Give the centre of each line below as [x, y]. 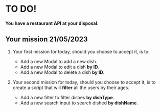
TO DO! [21, 9]
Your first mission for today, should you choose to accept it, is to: [81, 51]
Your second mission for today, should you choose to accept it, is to [84, 82]
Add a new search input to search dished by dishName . [79, 103]
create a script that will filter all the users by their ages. [71, 88]
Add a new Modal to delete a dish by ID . [62, 72]
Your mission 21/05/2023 [47, 39]
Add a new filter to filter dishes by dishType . [67, 97]
